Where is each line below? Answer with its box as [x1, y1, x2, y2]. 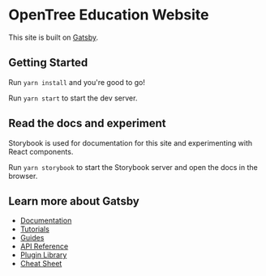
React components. [8, 146, 74, 156]
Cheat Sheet [19, 259, 62, 269]
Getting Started [8, 56, 88, 70]
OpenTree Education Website [8, 6, 209, 24]
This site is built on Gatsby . [8, 32, 99, 42]
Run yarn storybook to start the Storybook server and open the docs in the [8, 162, 258, 172]
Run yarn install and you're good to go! [8, 77, 146, 87]
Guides [19, 233, 45, 243]
